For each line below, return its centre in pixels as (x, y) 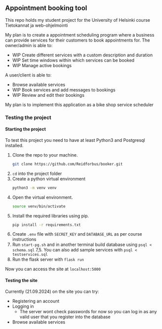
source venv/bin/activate (39, 206)
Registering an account (36, 301)
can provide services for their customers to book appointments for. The (78, 40)
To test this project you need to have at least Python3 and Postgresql (75, 140)
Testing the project (28, 117)
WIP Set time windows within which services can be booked (73, 60)
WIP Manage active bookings (42, 65)
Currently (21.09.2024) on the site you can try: (52, 291)
